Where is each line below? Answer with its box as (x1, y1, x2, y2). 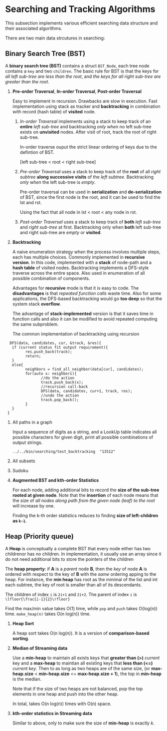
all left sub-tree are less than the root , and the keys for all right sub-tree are (5, 73, 161, 79)
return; (25, 354, 41, 359)
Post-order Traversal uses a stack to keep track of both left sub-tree (19, 219, 161, 225)
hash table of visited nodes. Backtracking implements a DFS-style (12, 265, 149, 271)
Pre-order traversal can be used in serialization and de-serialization (19, 189, 162, 195)
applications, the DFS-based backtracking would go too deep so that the (12, 296, 163, 302)
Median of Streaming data (12, 645, 68, 651)
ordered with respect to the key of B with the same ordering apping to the (5, 571, 157, 577)
